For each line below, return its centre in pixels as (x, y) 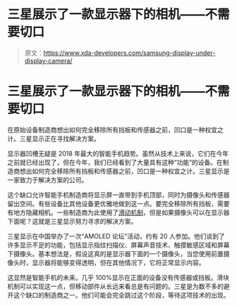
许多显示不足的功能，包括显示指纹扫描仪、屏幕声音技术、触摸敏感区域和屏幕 (119, 245)
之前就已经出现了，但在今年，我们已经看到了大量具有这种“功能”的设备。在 (115, 162)
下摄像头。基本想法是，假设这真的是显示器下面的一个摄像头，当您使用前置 (115, 253)
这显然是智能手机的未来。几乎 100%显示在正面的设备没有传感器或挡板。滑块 (119, 277)
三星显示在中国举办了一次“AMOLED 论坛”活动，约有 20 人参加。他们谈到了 (116, 236)
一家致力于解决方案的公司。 (48, 179)
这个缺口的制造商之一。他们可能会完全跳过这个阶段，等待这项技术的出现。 (121, 295)
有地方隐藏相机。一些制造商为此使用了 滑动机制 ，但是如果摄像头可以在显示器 (119, 212)
